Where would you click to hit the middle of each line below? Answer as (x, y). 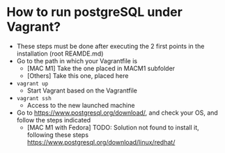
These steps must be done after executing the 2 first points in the (110, 46)
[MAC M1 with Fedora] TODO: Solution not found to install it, (113, 127)
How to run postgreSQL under (94, 12)
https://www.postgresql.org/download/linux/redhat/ (101, 142)
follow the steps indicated (54, 120)
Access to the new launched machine (81, 105)
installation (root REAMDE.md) (60, 54)
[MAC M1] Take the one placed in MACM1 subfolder (101, 68)
